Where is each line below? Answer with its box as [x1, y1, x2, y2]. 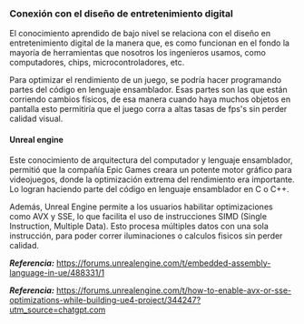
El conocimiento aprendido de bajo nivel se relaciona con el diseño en [9, 28, 270, 39]
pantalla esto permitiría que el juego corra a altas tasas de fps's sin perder [9, 104, 288, 115]
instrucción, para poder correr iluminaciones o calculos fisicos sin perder [9, 230, 283, 241]
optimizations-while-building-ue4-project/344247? [9, 294, 201, 305]
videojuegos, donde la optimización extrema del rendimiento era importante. [9, 174, 295, 185]
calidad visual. [9, 113, 64, 125]
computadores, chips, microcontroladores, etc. [9, 57, 185, 68]
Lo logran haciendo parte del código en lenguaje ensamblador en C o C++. [9, 183, 289, 194]
